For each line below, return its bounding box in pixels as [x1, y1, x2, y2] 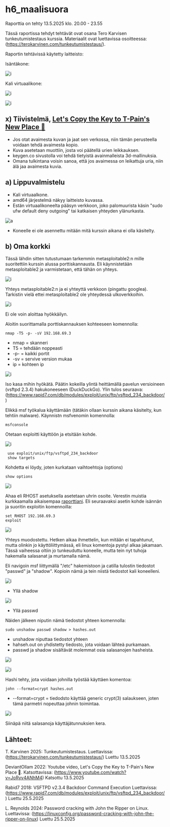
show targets [7, 455, 35, 461]
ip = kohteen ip [12, 361, 44, 367]
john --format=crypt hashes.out [5, 686, 73, 692]
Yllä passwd [12, 607, 38, 614]
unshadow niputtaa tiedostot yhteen [12, 636, 88, 642]
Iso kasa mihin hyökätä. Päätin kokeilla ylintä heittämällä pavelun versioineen [5, 381, 165, 387]
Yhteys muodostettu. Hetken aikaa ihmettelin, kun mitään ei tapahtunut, [5, 537, 154, 543]
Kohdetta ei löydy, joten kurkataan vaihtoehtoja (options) [5, 464, 123, 471]
